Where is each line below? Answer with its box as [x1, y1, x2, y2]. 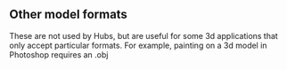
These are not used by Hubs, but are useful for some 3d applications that [9, 30, 278, 41]
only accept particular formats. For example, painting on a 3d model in [9, 40, 267, 50]
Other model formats [9, 7, 127, 22]
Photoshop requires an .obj [9, 49, 109, 60]
